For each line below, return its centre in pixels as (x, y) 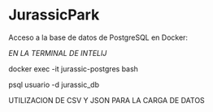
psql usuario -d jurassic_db (54, 84)
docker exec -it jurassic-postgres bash (73, 69)
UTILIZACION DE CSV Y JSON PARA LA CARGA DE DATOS (106, 100)
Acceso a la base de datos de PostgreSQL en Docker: (98, 37)
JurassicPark (54, 15)
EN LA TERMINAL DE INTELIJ (58, 53)
